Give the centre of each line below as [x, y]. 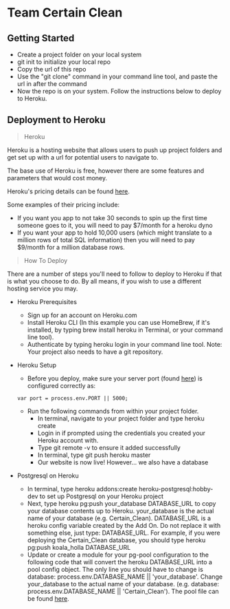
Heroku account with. [68, 440]
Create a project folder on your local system [79, 54]
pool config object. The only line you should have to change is [115, 569]
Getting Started [41, 38]
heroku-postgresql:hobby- [176, 489]
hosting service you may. [43, 288]
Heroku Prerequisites [47, 301]
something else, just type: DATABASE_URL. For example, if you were [124, 533]
